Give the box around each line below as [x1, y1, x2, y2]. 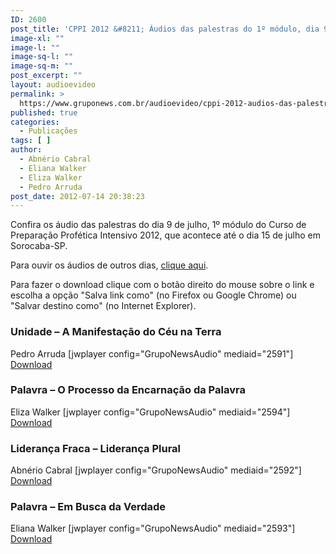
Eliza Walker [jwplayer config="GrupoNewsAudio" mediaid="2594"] [10, 406, 291, 418]
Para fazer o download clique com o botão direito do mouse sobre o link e [10, 279, 315, 291]
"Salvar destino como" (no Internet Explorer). [10, 300, 197, 312]
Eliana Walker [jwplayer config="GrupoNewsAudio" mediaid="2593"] [10, 522, 296, 535]
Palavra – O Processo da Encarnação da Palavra [10, 383, 246, 397]
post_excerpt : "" [10, 71, 83, 81]
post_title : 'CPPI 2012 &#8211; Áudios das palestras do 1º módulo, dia [10, 24, 320, 34]
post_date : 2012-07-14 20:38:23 [10, 191, 145, 201]
